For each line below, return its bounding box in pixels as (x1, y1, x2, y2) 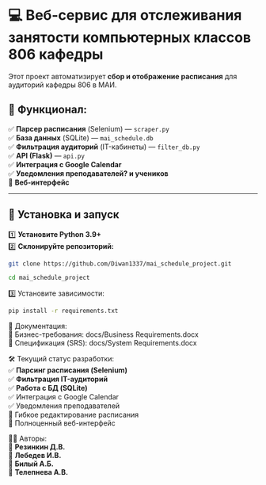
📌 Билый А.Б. (8, 459, 54, 468)
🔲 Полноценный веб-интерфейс (8, 418, 116, 428)
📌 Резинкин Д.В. (8, 442, 66, 452)
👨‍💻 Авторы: (8, 433, 47, 444)
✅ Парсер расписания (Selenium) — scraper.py (8, 124, 170, 133)
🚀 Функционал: (8, 103, 87, 116)
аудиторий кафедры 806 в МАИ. (8, 80, 117, 90)
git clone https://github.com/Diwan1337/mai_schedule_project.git (8, 259, 232, 268)
